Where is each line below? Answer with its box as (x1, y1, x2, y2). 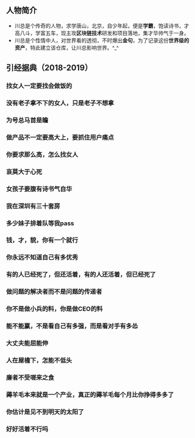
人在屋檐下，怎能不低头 (6, 356, 72, 364)
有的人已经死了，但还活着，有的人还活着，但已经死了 (6, 271, 156, 279)
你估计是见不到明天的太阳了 (6, 408, 84, 416)
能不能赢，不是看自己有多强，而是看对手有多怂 (6, 322, 138, 330)
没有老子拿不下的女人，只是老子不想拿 (6, 99, 114, 107)
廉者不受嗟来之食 (6, 373, 54, 381)
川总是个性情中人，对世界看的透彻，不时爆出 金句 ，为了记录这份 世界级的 (14, 37, 189, 44)
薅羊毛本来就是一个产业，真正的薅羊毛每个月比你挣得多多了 (6, 391, 175, 399)
